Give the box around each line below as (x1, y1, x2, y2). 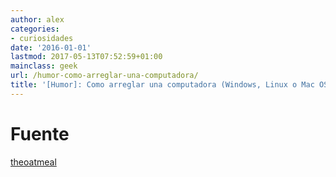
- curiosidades (10, 33, 74, 43)
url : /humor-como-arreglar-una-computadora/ (10, 71, 199, 81)
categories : (10, 24, 60, 34)
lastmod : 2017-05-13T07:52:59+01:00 (10, 52, 163, 62)
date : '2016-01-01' (10, 42, 92, 53)
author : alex (10, 14, 65, 25)
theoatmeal (10, 156, 57, 168)
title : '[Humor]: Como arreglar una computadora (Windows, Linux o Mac (10, 80, 315, 90)
